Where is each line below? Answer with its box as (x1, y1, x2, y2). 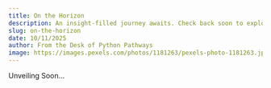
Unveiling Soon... (8, 71, 65, 80)
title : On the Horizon (8, 11, 85, 20)
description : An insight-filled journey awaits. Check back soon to (8, 19, 244, 27)
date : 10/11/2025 (8, 34, 67, 42)
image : (8, 49, 31, 57)
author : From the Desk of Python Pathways (8, 42, 153, 50)
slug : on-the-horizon (8, 26, 81, 34)
